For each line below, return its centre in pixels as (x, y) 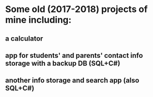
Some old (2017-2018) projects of (76, 9)
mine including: (39, 20)
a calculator (24, 38)
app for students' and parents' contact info (74, 56)
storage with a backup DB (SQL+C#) (63, 63)
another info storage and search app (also (72, 81)
